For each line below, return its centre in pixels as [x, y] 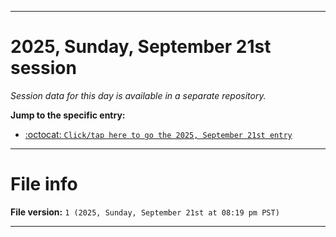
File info [44, 184]
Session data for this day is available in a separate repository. [138, 95]
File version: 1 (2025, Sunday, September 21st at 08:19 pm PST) [145, 212]
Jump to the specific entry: [68, 115]
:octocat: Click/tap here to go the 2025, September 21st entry [158, 134]
